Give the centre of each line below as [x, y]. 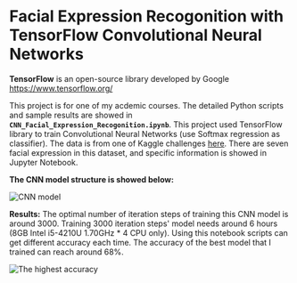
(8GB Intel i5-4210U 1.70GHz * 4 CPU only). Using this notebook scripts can [148, 232]
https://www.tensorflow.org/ [61, 88]
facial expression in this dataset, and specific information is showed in [138, 152]
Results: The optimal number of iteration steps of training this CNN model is [149, 214]
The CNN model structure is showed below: [91, 179]
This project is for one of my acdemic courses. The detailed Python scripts [146, 105]
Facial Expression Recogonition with [146, 16]
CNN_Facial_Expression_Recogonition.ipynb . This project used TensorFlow [146, 124]
